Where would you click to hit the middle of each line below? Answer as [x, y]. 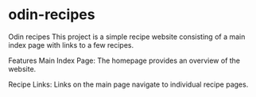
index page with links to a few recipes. [71, 45]
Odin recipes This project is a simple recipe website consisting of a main [127, 37]
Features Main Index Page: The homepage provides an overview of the [124, 60]
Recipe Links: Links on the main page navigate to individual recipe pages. [128, 84]
